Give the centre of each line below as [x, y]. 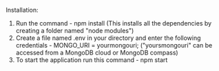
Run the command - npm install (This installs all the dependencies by [114, 23]
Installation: [22, 10]
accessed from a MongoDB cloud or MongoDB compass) [97, 52]
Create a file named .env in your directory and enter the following [108, 38]
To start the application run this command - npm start [92, 60]
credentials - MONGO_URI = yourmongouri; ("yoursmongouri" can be [114, 45]
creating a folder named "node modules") [75, 31]
